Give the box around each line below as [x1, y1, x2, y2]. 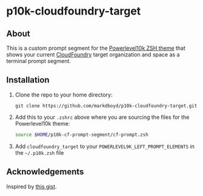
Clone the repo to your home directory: [15, 91, 113, 98]
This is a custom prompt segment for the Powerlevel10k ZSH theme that [6, 44, 186, 52]
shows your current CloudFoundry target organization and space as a [6, 51, 180, 58]
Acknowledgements [6, 167, 84, 177]
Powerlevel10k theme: [15, 120, 70, 127]
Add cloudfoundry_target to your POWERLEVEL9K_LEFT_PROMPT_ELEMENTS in [15, 143, 195, 150]
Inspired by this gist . [6, 183, 57, 190]
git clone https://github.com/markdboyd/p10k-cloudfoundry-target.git [15, 103, 198, 109]
